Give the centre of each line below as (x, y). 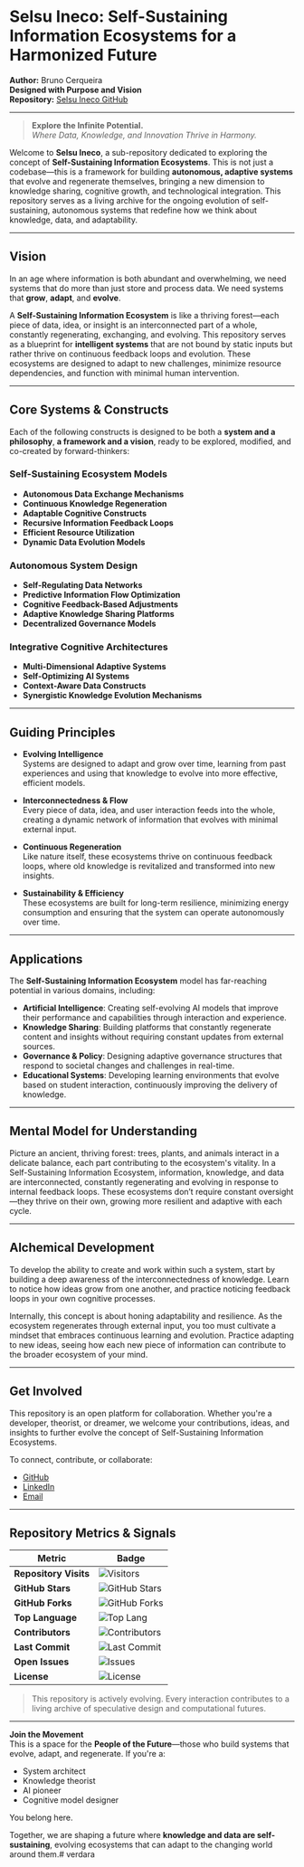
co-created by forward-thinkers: (69, 450)
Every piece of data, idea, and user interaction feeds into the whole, (149, 810)
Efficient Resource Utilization (79, 532)
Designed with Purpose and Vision (76, 90)
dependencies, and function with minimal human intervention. (124, 373)
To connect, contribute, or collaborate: (81, 1459)
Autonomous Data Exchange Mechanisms (103, 494)
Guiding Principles (62, 732)
